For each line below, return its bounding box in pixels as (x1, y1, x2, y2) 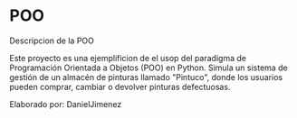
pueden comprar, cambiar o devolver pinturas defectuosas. (9, 81, 231, 92)
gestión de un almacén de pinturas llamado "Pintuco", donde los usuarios (9, 71, 283, 82)
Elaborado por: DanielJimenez (9, 98, 122, 109)
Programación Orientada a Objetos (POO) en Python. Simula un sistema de (9, 62, 288, 73)
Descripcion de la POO (9, 35, 95, 46)
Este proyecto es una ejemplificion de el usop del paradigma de (9, 52, 247, 63)
